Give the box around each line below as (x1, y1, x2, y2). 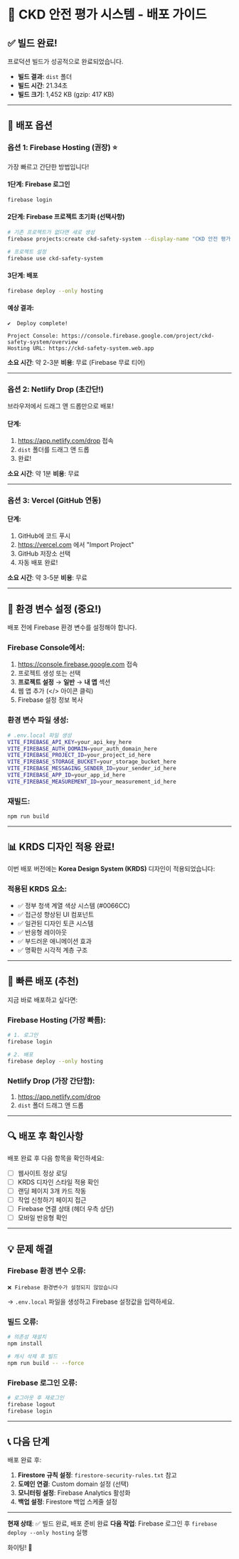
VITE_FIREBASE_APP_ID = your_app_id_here (7, 772, 126, 779)
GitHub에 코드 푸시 (17, 531, 71, 541)
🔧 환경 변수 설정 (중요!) (7, 602, 102, 615)
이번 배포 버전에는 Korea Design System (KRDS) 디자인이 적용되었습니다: (7, 864, 216, 873)
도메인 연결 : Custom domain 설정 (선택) (17, 1480, 129, 1489)
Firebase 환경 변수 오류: (7, 1266, 87, 1276)
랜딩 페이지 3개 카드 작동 (17, 1186, 87, 1195)
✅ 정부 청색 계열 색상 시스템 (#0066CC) (17, 901, 130, 910)
